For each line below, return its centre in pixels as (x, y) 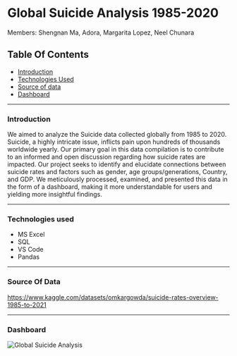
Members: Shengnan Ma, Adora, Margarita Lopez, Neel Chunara (101, 32)
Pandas (29, 257)
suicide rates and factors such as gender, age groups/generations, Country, (117, 172)
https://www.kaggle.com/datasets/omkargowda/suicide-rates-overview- (113, 297)
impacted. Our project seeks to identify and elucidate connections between (117, 164)
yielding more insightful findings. (55, 195)
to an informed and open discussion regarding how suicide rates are (107, 157)
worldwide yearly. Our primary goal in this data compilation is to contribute (116, 149)
